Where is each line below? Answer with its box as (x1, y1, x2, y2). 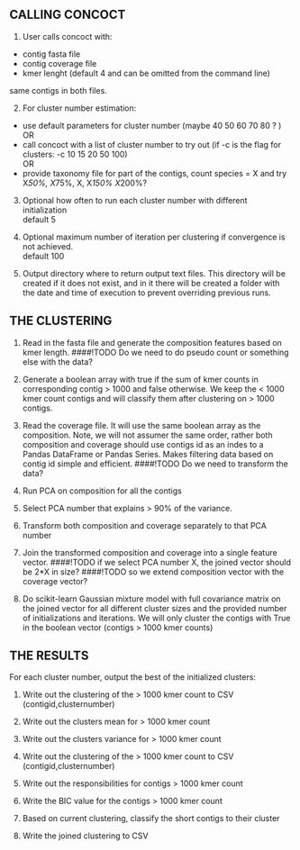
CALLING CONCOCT (9, 7, 126, 23)
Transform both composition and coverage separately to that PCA (22, 520, 268, 530)
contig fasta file (22, 49, 81, 59)
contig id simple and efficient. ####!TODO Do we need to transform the (22, 458, 288, 469)
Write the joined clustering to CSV (22, 830, 149, 841)
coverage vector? (22, 575, 88, 586)
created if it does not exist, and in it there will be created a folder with (22, 277, 280, 288)
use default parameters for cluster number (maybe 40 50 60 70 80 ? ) (22, 120, 282, 131)
